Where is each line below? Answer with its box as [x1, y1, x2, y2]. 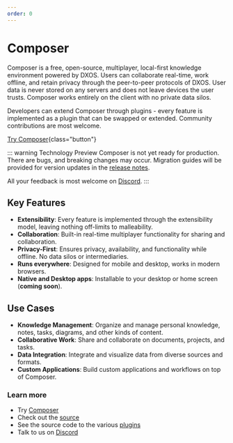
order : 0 [7, 10, 33, 17]
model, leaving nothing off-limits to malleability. [17, 223, 153, 231]
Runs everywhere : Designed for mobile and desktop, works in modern [17, 260, 220, 269]
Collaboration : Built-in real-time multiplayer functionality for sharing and [17, 230, 225, 239]
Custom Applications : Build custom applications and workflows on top [17, 366, 221, 374]
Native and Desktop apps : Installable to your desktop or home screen [17, 275, 218, 283]
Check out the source [17, 413, 80, 422]
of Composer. [17, 373, 57, 381]
